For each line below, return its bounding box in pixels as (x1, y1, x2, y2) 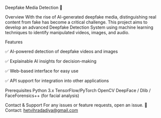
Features (5, 39, 23, 45)
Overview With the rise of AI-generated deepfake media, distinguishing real (5, 14, 157, 20)
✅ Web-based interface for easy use (5, 68, 79, 74)
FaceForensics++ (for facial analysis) (5, 93, 79, 98)
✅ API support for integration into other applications (5, 78, 109, 83)
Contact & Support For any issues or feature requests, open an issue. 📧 (5, 102, 147, 108)
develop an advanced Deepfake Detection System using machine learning (5, 24, 154, 30)
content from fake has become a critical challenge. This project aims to (5, 20, 147, 25)
